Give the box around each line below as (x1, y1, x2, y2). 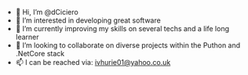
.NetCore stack (15, 49, 65, 58)
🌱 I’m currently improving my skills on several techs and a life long (15, 24, 230, 33)
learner (15, 32, 39, 41)
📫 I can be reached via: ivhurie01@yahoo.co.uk (15, 58, 171, 66)
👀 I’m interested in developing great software (15, 16, 161, 25)
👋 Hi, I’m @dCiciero (15, 8, 78, 16)
